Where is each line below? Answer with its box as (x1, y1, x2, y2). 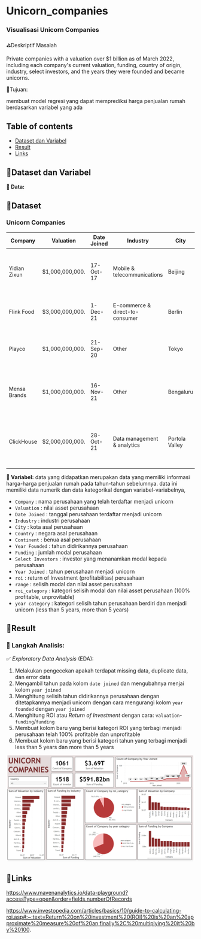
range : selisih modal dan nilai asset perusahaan (14, 581, 133, 588)
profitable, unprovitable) (14, 593, 75, 601)
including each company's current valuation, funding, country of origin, (6, 62, 182, 69)
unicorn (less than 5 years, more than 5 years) (14, 606, 129, 613)
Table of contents (6, 121, 73, 131)
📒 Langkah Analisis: (6, 641, 65, 650)
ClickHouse (8, 438, 38, 446)
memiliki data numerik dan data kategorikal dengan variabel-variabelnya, (6, 486, 186, 493)
